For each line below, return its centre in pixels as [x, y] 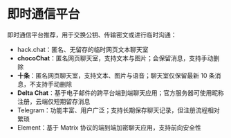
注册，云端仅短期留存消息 [54, 101]
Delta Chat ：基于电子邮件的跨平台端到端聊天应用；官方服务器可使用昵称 [121, 93]
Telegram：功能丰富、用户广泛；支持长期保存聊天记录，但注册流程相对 [118, 110]
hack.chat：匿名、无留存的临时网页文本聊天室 [83, 49]
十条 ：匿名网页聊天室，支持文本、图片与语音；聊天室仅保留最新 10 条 [116, 75]
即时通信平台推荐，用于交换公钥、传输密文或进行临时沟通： [92, 35]
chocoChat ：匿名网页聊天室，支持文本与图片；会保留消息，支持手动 [115, 58]
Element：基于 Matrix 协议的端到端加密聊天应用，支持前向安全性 [109, 127]
